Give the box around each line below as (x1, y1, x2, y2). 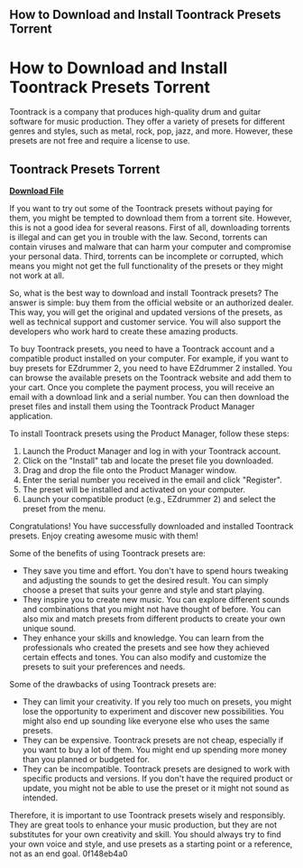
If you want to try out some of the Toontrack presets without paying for (9, 203, 273, 214)
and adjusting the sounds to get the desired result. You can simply (22, 575, 269, 586)
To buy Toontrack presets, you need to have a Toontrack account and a (9, 343, 275, 355)
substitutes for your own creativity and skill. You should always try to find (9, 829, 281, 840)
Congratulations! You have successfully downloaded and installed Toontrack (9, 521, 294, 532)
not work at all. (9, 270, 65, 281)
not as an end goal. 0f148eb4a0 (9, 848, 128, 859)
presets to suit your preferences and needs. (22, 661, 186, 672)
